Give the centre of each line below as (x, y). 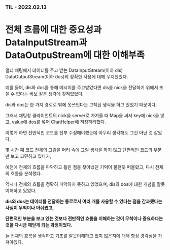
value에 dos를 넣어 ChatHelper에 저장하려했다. (59, 122)
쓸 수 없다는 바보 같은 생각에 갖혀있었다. (44, 94)
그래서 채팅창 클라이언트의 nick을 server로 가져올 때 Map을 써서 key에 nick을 (82, 115)
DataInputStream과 (46, 43)
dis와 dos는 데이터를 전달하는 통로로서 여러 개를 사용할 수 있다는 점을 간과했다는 (84, 201)
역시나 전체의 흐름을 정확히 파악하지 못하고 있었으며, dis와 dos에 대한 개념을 (80, 184)
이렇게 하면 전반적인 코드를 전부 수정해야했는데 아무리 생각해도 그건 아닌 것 (79, 132)
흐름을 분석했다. (26, 173)
